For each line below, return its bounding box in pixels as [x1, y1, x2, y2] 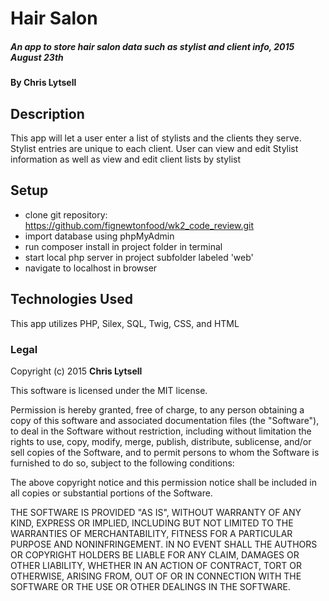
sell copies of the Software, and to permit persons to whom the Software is [10, 446, 320, 458]
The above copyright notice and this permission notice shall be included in [10, 476, 317, 488]
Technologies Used [10, 291, 133, 308]
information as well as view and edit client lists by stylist [10, 153, 242, 165]
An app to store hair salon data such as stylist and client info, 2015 [10, 40, 295, 52]
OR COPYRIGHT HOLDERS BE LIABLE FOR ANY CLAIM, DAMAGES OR [10, 548, 300, 561]
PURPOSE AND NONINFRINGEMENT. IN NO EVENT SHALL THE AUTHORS [10, 538, 318, 550]
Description [10, 105, 85, 122]
